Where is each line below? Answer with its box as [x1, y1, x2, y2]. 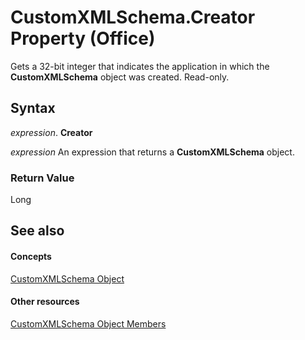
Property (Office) [10, 27, 156, 50]
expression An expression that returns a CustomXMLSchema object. [10, 146, 295, 158]
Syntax [10, 100, 56, 117]
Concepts [10, 251, 52, 263]
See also [10, 222, 65, 240]
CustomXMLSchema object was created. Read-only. [10, 71, 230, 83]
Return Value [10, 171, 75, 185]
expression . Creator [10, 126, 93, 138]
